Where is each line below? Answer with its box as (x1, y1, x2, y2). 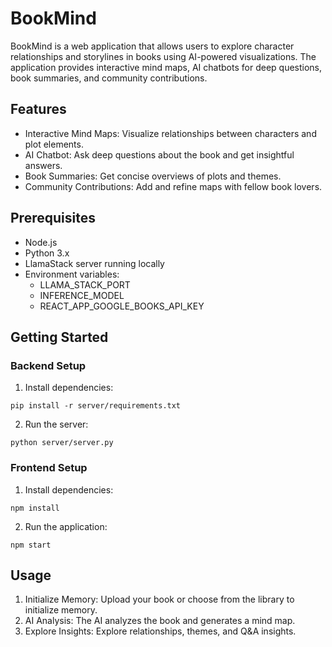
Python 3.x (24, 247, 70, 259)
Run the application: (24, 520, 108, 532)
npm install (10, 503, 60, 513)
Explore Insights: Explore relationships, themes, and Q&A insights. (24, 625, 297, 637)
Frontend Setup (10, 461, 88, 475)
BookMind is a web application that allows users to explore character (10, 40, 295, 52)
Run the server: (24, 418, 89, 431)
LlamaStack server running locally (24, 257, 165, 269)
